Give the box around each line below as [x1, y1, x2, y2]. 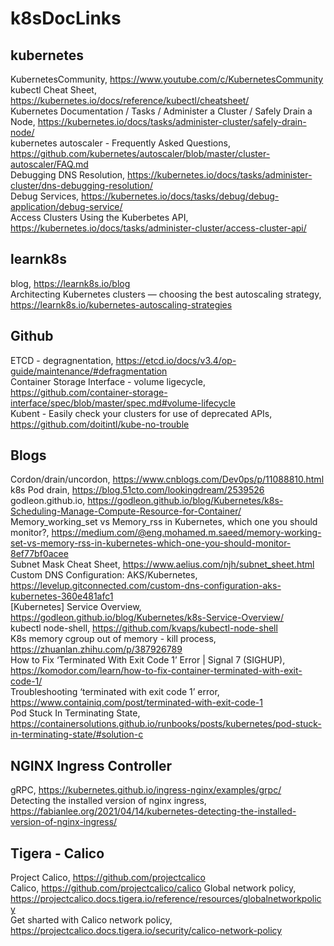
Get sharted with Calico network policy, [10, 914, 173, 926]
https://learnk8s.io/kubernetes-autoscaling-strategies [10, 298, 233, 311]
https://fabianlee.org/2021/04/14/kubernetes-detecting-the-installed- [10, 805, 297, 817]
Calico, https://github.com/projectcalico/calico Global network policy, [10, 882, 297, 894]
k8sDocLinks [10, 7, 122, 30]
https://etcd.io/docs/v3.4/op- [115, 354, 237, 366]
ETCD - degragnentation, [10, 354, 114, 366]
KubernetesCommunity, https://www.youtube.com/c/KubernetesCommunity [10, 73, 324, 85]
